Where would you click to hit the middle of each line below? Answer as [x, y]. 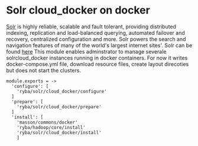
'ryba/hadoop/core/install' [51, 127]
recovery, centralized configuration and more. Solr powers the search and [96, 39]
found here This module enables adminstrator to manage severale [86, 51]
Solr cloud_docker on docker [78, 10]
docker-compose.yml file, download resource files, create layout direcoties [98, 64]
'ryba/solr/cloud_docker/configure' [62, 91]
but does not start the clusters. [44, 70]
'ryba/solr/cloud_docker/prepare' [59, 107]
